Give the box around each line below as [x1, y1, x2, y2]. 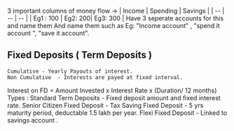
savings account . [7, 116, 58, 124]
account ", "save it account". [7, 29, 90, 37]
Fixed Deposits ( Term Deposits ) [7, 49, 153, 61]
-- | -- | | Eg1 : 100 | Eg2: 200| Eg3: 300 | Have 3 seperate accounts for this [7, 14, 224, 22]
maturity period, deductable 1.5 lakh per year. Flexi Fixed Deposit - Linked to [7, 109, 228, 117]
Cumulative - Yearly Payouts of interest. [7, 67, 133, 75]
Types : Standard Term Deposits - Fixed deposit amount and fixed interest [7, 93, 221, 102]
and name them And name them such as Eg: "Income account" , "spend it [7, 22, 221, 29]
